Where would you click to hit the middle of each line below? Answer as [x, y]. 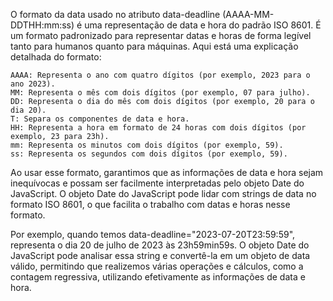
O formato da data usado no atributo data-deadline [115, 14]
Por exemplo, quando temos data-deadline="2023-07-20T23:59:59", [153, 234]
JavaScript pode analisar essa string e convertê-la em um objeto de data [160, 255]
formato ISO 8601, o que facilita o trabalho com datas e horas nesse [150, 204]
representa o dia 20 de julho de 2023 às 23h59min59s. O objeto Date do [160, 245]
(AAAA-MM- [248, 14]
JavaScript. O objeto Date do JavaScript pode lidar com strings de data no [163, 193]
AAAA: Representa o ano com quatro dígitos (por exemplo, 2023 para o [160, 75]
